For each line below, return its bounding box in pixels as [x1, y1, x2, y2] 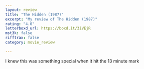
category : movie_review [5, 40, 55, 45]
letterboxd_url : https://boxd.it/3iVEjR [5, 26, 91, 31]
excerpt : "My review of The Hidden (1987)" [5, 16, 98, 21]
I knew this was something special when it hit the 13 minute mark [5, 58, 139, 64]
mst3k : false [5, 30, 33, 35]
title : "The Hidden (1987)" [5, 12, 64, 17]
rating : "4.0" [5, 21, 35, 26]
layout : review [5, 7, 37, 12]
